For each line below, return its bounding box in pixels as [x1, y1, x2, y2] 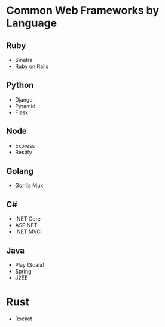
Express [14, 142, 35, 149]
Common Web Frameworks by [6, 4, 160, 17]
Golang [6, 166, 34, 176]
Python [6, 80, 34, 90]
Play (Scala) [14, 261, 45, 269]
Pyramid [14, 102, 36, 109]
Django [14, 96, 33, 103]
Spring [14, 268, 32, 275]
